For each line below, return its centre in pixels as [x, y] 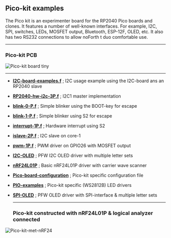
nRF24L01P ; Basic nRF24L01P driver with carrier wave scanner [80, 165]
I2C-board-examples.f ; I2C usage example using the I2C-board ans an [88, 81]
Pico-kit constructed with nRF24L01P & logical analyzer [83, 213]
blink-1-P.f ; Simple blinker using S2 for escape [62, 116]
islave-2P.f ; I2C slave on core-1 [47, 136]
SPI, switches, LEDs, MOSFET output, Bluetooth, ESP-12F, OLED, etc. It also [84, 31]
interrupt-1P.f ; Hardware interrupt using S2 [59, 126]
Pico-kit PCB [21, 55]
